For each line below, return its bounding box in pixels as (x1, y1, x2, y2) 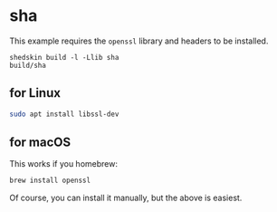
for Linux (9, 85, 62, 101)
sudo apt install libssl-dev (9, 110, 119, 119)
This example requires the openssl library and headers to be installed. (9, 35, 269, 46)
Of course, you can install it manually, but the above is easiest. (9, 192, 243, 204)
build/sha (9, 61, 47, 70)
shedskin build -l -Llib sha (9, 53, 119, 62)
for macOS (9, 135, 71, 150)
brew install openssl (9, 176, 91, 186)
